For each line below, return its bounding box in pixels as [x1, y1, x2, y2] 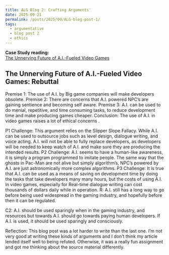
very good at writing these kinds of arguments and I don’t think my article [5, 233, 158, 239]
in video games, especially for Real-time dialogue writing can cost [5, 181, 143, 187]
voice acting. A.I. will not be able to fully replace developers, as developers [5, 138, 161, 144]
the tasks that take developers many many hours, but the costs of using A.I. [5, 176, 162, 182]
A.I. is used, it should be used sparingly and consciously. [5, 218, 124, 224]
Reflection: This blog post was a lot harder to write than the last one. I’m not [5, 228, 162, 234]
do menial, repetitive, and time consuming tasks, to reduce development [5, 107, 155, 113]
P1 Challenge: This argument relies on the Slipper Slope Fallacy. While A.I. [5, 127, 158, 134]
